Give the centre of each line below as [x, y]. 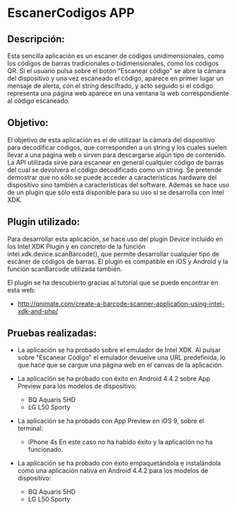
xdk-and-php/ [38, 311]
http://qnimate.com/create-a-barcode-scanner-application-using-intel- [121, 304]
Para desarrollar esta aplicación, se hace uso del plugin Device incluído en [115, 239]
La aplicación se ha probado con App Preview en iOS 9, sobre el [111, 421]
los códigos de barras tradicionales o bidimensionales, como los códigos [113, 63]
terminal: [30, 428]
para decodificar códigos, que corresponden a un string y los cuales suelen [117, 147]
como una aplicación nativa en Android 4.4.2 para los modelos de [113, 471]
